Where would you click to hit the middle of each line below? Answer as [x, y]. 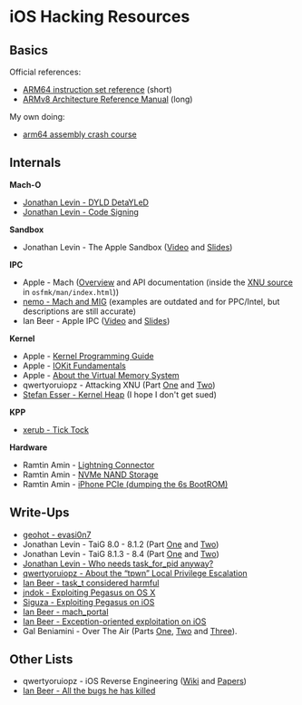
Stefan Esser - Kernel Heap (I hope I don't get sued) [120, 394]
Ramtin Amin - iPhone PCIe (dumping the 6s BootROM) [125, 484]
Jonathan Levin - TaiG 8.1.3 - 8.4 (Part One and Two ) [121, 553]
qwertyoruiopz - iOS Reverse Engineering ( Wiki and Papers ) [135, 681]
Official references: [45, 72]
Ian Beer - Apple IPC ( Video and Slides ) [96, 320]
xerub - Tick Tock [55, 429]
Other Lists [41, 660]
